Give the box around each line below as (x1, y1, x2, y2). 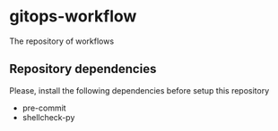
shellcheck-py (22, 111, 75, 122)
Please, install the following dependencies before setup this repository (9, 85, 270, 95)
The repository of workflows (9, 36, 115, 46)
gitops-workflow (9, 6, 137, 27)
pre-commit (22, 102, 66, 113)
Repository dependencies (9, 61, 157, 77)
